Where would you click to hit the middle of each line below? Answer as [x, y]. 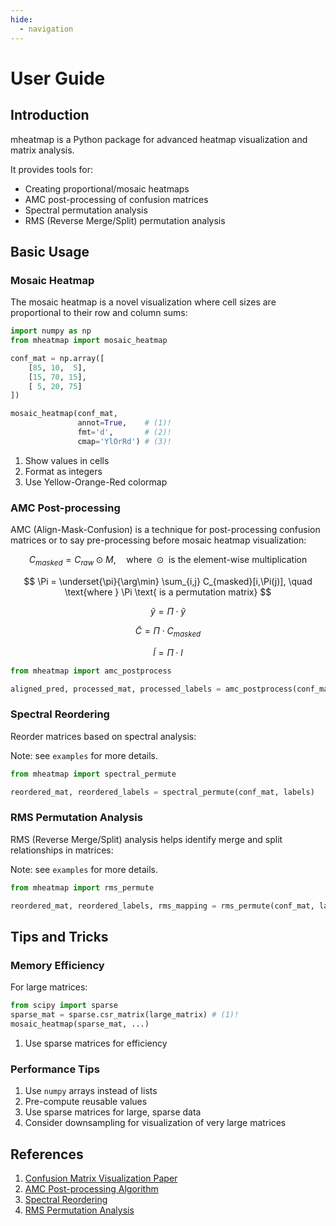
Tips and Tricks [59, 936]
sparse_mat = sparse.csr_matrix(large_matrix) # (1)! [125, 1015]
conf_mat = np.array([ [57, 358]
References [47, 1154]
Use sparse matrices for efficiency [96, 1043]
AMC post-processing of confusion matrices [116, 199]
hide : [21, 19]
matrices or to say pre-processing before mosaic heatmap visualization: [158, 540]
